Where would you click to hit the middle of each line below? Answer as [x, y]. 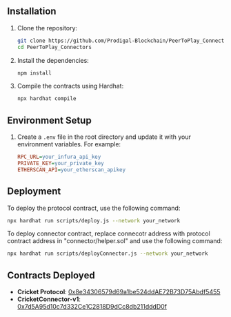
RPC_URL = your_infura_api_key [59, 157]
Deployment [34, 192]
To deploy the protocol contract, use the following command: [94, 208]
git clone [31, 41]
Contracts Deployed [51, 275]
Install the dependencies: [53, 60]
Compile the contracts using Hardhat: [70, 86]
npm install [34, 73]
